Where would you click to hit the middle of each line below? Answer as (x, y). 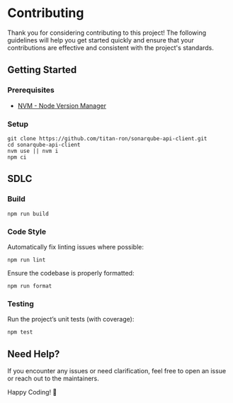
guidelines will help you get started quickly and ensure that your (101, 40)
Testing (21, 304)
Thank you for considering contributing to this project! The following (107, 33)
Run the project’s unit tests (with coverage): (71, 319)
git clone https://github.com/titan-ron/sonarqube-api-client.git (107, 138)
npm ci (17, 157)
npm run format (30, 286)
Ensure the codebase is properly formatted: (71, 273)
